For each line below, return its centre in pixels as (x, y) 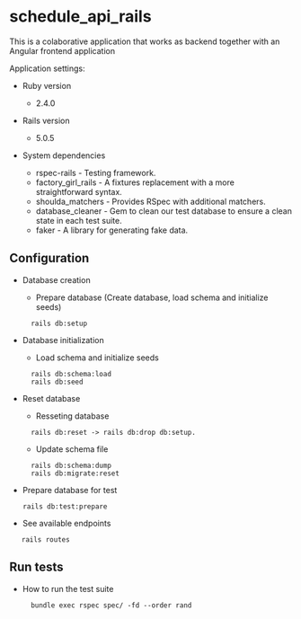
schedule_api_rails (80, 17)
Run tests (36, 567)
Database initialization (63, 340)
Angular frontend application (62, 50)
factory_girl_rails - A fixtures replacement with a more (135, 182)
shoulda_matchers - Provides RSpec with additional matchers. (151, 201)
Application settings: (47, 68)
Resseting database (72, 416)
